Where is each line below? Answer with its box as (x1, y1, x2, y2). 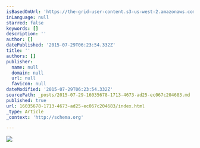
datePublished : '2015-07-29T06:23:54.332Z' (6, 42, 116, 48)
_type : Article (6, 109, 44, 115)
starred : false (6, 20, 44, 26)
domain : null (11, 70, 44, 76)
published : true (6, 97, 46, 103)
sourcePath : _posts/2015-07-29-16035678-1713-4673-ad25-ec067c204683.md (6, 92, 190, 98)
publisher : (6, 58, 33, 64)
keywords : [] (6, 25, 39, 32)
